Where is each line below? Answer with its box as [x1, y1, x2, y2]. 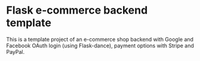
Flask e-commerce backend [6, 4, 148, 17]
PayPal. [6, 48, 25, 55]
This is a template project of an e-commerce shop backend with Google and [6, 36, 194, 43]
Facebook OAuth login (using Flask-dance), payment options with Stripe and [6, 42, 194, 49]
